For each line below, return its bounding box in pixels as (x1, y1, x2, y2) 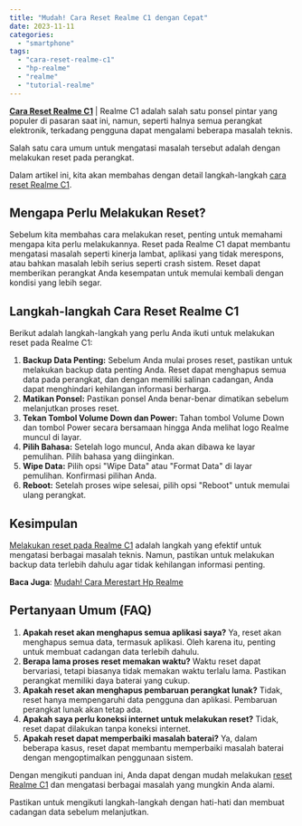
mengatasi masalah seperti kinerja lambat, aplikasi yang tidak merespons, (9, 248, 285, 259)
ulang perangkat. (22, 490, 87, 501)
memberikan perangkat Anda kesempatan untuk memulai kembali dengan (9, 268, 285, 279)
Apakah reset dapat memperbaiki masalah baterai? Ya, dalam (22, 733, 258, 744)
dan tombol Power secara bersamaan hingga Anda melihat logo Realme (22, 422, 289, 433)
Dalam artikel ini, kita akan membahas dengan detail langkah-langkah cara (9, 169, 287, 180)
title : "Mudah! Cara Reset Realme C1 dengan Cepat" (9, 13, 208, 23)
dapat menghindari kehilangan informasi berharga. (22, 384, 212, 395)
